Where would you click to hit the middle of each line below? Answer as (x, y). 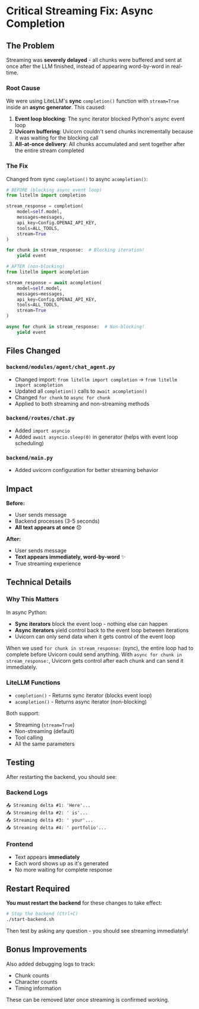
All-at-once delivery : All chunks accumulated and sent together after (100, 144)
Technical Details (39, 582)
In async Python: (27, 612)
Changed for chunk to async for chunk (63, 397)
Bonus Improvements (47, 950)
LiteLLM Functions (33, 682)
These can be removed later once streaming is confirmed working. (88, 999)
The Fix (17, 166)
